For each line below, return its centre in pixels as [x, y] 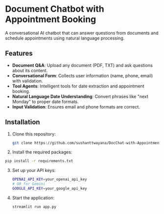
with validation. [27, 81]
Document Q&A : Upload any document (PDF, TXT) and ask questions [82, 65]
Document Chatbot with [55, 9]
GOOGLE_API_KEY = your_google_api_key [49, 189]
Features [19, 53]
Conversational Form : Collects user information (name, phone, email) [82, 75]
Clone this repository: [34, 134]
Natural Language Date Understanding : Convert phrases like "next [80, 96]
